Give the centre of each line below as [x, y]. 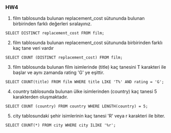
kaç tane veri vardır [33, 48]
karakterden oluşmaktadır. [40, 97]
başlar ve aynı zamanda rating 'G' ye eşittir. [58, 72]
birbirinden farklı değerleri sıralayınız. [52, 24]
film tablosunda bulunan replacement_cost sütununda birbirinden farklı [88, 43]
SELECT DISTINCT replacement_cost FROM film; [55, 33]
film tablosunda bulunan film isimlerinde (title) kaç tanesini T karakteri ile [89, 67]
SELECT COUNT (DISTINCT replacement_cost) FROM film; [64, 58]
